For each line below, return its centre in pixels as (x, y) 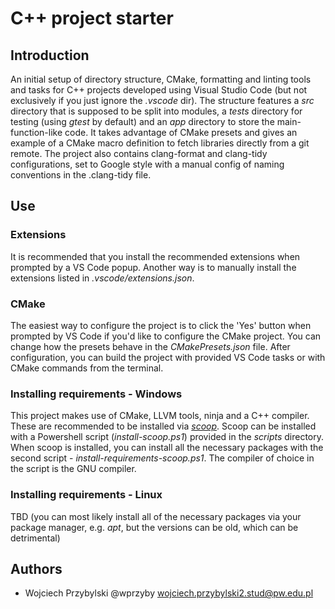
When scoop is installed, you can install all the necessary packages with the (167, 448)
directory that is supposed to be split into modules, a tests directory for (156, 111)
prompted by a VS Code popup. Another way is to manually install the (153, 267)
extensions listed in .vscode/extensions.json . (102, 278)
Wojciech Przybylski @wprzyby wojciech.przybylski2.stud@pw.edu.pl (169, 593)
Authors (36, 568)
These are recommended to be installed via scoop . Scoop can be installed (163, 426)
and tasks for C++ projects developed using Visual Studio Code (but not (159, 90)
